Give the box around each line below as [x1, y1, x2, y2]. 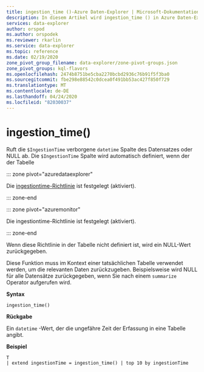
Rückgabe [6, 312, 33, 320]
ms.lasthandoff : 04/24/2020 [6, 94, 78, 100]
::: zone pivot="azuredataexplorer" [6, 170, 93, 177]
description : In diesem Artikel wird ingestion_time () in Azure [6, 15, 175, 21]
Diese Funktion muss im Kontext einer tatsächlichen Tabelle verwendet [6, 259, 183, 266]
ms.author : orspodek [6, 32, 59, 38]
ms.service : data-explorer [6, 43, 75, 49]
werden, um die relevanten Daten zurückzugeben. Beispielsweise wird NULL [6, 266, 198, 273]
